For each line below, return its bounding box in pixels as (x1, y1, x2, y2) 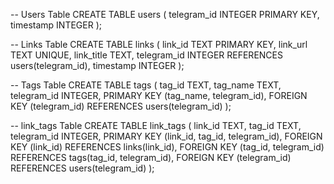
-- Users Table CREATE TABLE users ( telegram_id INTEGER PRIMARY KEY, (10, 9, 320, 20)
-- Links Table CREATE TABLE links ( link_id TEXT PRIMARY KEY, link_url (10, 39, 308, 50)
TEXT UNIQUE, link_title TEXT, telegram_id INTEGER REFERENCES (10, 49, 283, 61)
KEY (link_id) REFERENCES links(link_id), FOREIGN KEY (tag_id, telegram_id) (10, 141, 325, 153)
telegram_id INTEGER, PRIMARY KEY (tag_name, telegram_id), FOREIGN (10, 90, 308, 101)
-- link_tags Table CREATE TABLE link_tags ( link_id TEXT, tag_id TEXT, (10, 120, 302, 131)
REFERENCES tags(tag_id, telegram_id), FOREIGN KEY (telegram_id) (10, 152, 292, 163)
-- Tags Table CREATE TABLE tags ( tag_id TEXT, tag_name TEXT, (10, 79, 282, 91)
